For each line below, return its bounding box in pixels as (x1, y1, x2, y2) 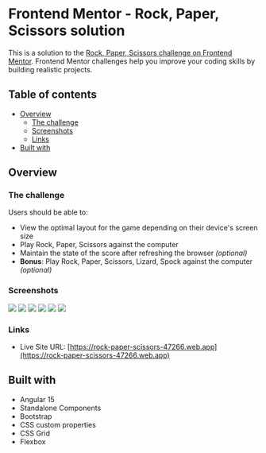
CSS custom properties (19, 420, 97, 429)
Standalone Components (19, 403, 102, 412)
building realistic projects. (8, 64, 93, 74)
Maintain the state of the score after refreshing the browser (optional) (19, 248, 248, 258)
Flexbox (19, 436, 46, 446)
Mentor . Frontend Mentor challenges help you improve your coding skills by (8, 56, 256, 66)
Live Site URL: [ (19, 343, 71, 352)
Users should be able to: (8, 207, 89, 217)
